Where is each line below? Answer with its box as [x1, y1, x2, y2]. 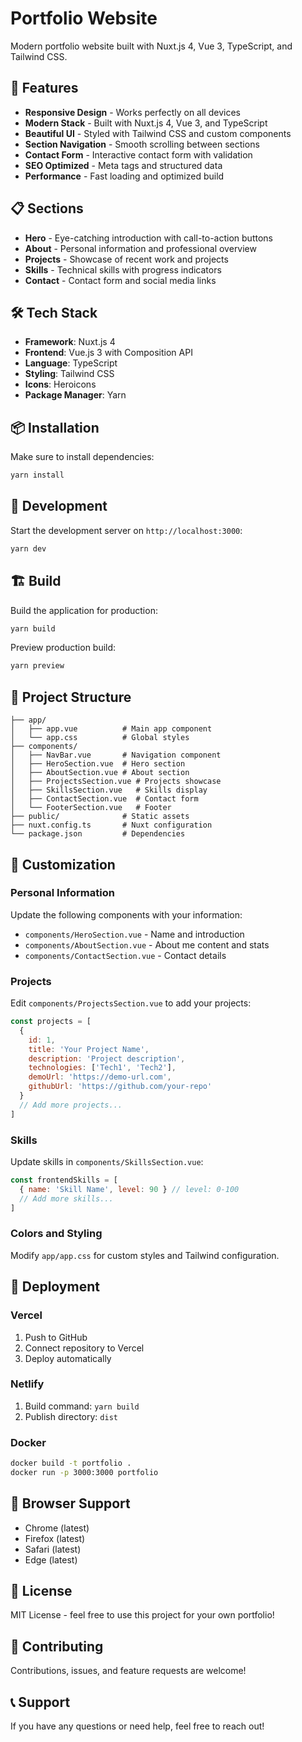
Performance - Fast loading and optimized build [24, 170, 225, 182]
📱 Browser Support [10, 1495, 131, 1512]
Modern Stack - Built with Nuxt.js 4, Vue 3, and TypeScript [24, 117, 268, 129]
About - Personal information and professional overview [24, 242, 257, 254]
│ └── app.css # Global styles [10, 733, 190, 743]
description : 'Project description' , [28, 1053, 186, 1064]
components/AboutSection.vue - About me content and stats [24, 938, 270, 951]
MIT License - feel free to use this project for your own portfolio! [10, 1609, 275, 1621]
